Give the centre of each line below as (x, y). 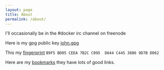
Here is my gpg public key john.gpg (42, 43)
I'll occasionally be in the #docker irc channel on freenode (66, 33)
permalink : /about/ (26, 19)
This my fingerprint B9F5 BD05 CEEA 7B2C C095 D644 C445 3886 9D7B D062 (82, 52)
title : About (19, 14)
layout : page (19, 10)
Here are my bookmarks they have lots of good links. (60, 62)
